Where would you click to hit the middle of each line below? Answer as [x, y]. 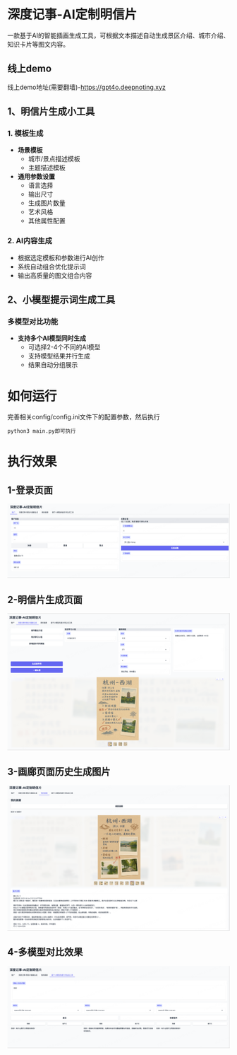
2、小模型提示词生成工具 [61, 300]
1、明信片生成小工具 [51, 111]
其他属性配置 [47, 221]
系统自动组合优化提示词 [51, 267]
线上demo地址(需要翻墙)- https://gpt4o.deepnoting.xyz [86, 87]
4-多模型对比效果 [45, 952]
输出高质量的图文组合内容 [55, 275]
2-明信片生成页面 [45, 599]
